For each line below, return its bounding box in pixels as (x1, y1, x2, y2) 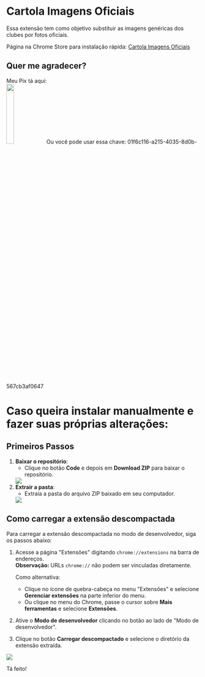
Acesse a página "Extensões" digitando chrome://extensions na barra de (15, 548, 199, 556)
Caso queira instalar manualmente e (6, 404, 194, 418)
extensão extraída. (15, 641, 62, 649)
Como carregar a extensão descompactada (6, 514, 176, 524)
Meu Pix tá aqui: (6, 77, 47, 84)
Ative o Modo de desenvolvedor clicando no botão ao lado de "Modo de (15, 616, 199, 624)
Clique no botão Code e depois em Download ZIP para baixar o (24, 464, 185, 472)
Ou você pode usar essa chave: (46, 138, 127, 145)
